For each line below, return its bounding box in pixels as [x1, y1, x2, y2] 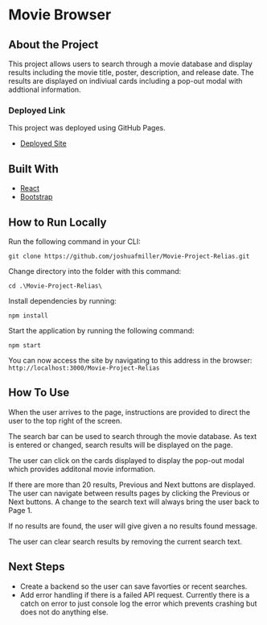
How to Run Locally [8, 215, 107, 229]
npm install [8, 312, 48, 320]
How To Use [8, 386, 70, 399]
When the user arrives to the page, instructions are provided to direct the [8, 407, 251, 416]
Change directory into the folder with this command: [8, 266, 182, 275]
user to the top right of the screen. [8, 416, 122, 425]
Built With [8, 162, 59, 176]
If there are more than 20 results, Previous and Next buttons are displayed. [8, 479, 256, 489]
